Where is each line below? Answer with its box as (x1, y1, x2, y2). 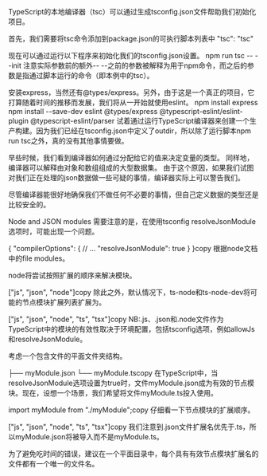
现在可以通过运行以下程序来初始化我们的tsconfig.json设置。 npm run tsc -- (8, 51, 253, 60)
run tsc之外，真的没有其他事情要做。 (8, 136, 129, 145)
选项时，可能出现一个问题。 (8, 226, 99, 236)
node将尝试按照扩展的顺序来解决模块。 (8, 270, 137, 280)
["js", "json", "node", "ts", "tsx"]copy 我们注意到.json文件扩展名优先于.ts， (8, 422, 250, 431)
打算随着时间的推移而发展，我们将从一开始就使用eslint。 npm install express (8, 98, 258, 107)
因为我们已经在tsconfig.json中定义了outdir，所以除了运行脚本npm (35, 126, 252, 136)
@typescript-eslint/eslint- (159, 107, 244, 116)
